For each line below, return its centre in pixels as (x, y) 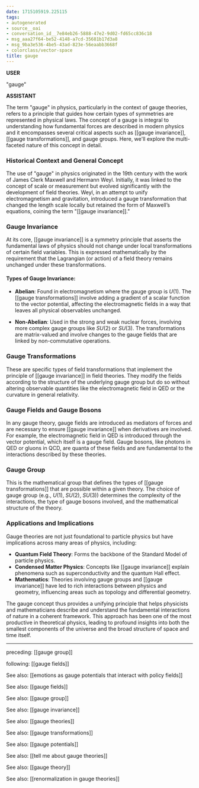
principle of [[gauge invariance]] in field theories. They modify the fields (94, 375)
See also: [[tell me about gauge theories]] (57, 755)
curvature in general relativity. (43, 394)
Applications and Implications (50, 523)
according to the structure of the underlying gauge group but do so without (98, 382)
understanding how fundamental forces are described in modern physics (95, 126)
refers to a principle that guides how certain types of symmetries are (90, 113)
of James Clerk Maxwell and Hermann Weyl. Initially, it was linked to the (94, 179)
